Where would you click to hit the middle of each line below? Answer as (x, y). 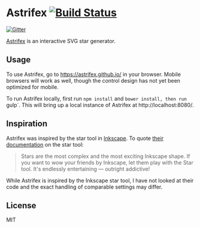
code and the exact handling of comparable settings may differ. (84, 187)
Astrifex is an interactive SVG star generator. (61, 41)
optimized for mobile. (32, 87)
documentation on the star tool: (45, 144)
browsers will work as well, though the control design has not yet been (93, 80)
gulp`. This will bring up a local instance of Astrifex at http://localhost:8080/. (100, 105)
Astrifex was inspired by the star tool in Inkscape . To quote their (85, 138)
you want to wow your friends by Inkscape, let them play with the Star (107, 162)
